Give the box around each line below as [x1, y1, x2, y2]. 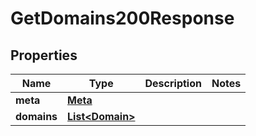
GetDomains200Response [10, 7, 235, 30]
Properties [10, 47, 78, 64]
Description [144, 77, 202, 90]
